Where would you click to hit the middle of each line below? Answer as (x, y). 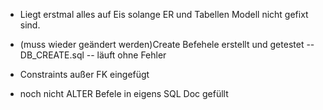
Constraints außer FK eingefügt (84, 74)
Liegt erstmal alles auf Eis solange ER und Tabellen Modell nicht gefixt (164, 14)
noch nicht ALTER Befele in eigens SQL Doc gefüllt (124, 93)
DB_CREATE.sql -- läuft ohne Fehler (93, 55)
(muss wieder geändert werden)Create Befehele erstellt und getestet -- (167, 44)
